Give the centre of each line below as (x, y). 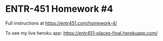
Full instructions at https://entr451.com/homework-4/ (61, 23)
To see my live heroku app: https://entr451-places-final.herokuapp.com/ (81, 33)
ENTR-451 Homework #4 (59, 9)
